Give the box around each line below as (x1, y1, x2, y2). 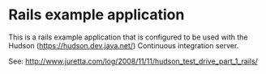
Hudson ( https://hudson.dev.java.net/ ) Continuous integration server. (8, 40, 239, 50)
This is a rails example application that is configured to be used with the (8, 32, 249, 42)
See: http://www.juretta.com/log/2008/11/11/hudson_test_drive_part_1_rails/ (8, 56, 258, 66)
